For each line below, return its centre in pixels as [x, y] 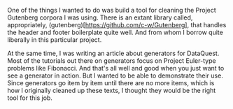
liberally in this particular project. [55, 40]
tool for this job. [30, 98]
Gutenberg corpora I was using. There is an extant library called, [100, 17]
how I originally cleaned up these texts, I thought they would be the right [112, 90]
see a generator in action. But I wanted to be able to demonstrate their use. [115, 75]
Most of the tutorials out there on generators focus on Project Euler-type [112, 61]
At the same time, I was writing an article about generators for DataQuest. [113, 53]
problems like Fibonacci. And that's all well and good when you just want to [116, 68]
